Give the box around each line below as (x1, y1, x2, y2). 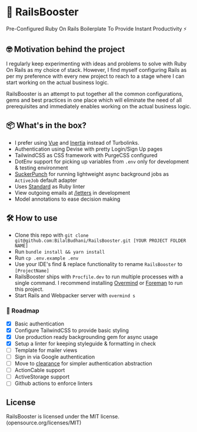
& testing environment (14, 164, 68, 171)
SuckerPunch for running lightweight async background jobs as (14, 170, 169, 177)
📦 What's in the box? (6, 121, 87, 131)
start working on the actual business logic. (6, 79, 109, 86)
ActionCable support (14, 367, 65, 374)
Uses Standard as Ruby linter (14, 182, 85, 190)
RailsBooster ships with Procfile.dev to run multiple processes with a (14, 273, 183, 280)
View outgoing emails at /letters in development (14, 189, 131, 196)
